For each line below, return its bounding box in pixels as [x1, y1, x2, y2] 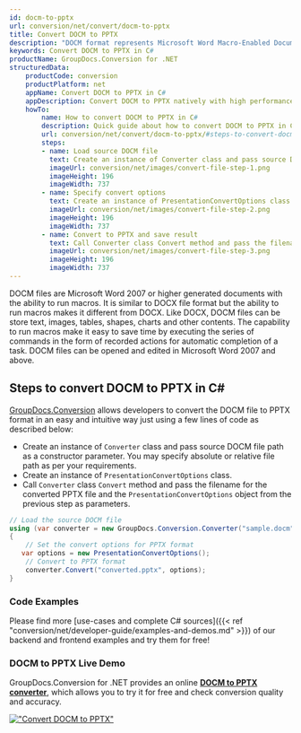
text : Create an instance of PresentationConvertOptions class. [48, 196, 295, 206]
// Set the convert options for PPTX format [25, 540, 194, 550]
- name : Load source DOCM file [41, 146, 159, 155]
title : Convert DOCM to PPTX [9, 30, 118, 39]
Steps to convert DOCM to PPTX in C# [9, 380, 226, 396]
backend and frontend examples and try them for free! [9, 634, 211, 645]
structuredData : [9, 64, 70, 73]
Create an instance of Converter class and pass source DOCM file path [21, 441, 284, 451]
